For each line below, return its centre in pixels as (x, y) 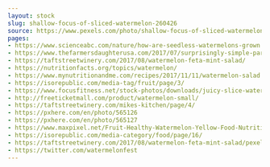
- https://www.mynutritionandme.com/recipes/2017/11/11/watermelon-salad (134, 75)
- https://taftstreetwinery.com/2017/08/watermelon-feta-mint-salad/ (127, 61)
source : (21, 31)
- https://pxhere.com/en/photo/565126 (73, 113)
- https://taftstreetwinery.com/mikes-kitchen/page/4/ (102, 105)
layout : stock (31, 16)
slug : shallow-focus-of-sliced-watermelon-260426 (93, 23)
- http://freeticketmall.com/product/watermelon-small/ (103, 98)
